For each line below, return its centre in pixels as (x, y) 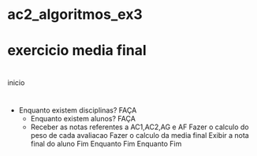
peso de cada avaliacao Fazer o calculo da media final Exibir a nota (140, 135)
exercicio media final (77, 51)
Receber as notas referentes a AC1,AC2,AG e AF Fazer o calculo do (140, 127)
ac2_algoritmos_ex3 (75, 15)
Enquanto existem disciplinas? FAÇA (78, 110)
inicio (16, 82)
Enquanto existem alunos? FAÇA (83, 118)
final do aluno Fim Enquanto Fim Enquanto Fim (106, 143)
